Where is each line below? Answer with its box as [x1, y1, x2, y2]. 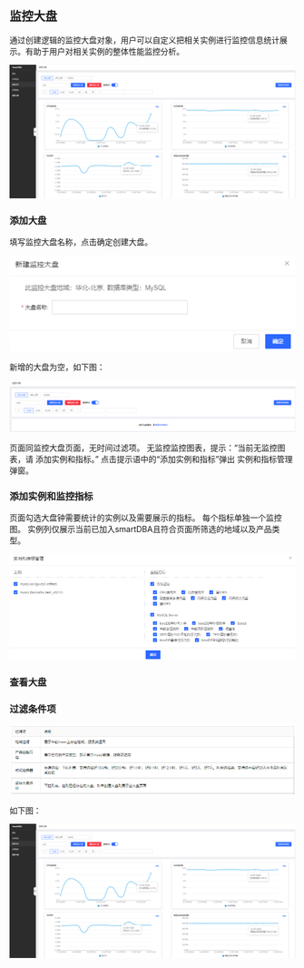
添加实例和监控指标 [9, 489, 93, 502]
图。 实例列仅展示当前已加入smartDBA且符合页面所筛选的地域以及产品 [9, 523, 272, 534]
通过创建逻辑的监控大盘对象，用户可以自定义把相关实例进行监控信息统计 [9, 35, 279, 45]
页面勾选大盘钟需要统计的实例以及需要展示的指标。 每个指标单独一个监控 [9, 512, 282, 523]
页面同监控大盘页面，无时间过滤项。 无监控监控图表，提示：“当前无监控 [9, 442, 279, 453]
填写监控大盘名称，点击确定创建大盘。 [9, 237, 152, 247]
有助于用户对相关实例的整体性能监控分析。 [25, 45, 184, 56]
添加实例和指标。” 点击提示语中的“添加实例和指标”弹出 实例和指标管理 [34, 453, 293, 464]
